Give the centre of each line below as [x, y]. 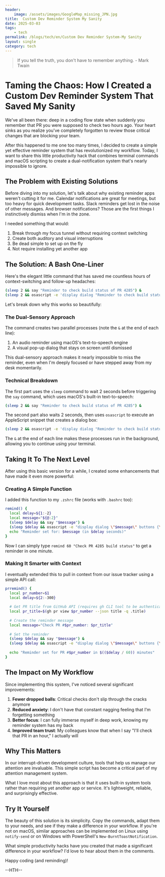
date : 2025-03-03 [23, 23]
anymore [21, 704]
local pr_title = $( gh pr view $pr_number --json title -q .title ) [78, 611]
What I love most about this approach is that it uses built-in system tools [78, 783]
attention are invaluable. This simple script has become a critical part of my [81, 768]
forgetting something [33, 715]
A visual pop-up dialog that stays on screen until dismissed [72, 348]
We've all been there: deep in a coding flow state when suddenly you [75, 120]
